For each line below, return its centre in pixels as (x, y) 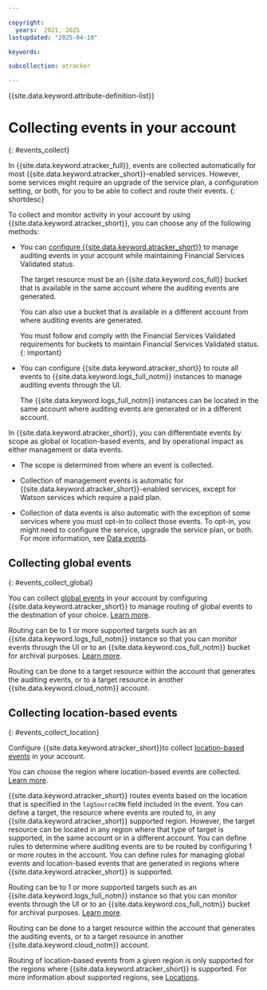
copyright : (26, 22)
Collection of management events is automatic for (102, 481)
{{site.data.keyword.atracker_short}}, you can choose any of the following (130, 223)
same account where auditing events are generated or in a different (130, 409)
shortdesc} (26, 199)
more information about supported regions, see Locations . (104, 977)
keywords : (25, 52)
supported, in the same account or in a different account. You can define (128, 838)
